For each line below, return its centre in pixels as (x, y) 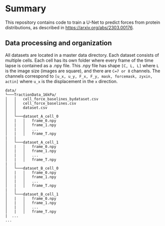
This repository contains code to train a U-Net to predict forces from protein (83, 22)
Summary (26, 9)
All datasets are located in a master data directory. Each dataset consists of (82, 55)
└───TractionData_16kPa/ (31, 94)
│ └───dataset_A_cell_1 (32, 142)
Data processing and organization (59, 43)
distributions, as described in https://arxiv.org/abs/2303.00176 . (70, 27)
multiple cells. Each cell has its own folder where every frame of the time (79, 60)
